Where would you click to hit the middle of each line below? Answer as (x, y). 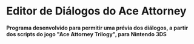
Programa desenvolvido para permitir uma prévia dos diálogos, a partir (97, 28)
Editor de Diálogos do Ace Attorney (96, 11)
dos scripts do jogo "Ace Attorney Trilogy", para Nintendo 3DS (86, 34)
